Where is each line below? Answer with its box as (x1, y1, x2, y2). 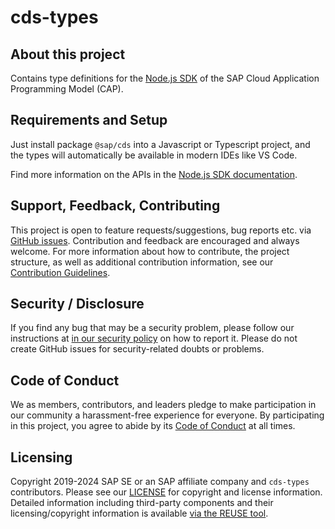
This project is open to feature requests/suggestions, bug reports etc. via (10, 224, 312, 236)
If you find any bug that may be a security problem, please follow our (10, 322, 295, 334)
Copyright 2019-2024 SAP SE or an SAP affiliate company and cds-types (10, 476, 310, 488)
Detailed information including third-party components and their (10, 497, 274, 509)
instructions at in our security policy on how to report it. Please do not (10, 332, 298, 345)
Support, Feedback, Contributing (10, 197, 221, 215)
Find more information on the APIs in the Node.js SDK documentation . (10, 168, 298, 180)
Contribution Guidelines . (10, 266, 111, 278)
